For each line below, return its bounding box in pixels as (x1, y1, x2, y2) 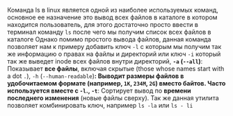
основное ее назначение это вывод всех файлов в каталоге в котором (7, 13, 218, 21)
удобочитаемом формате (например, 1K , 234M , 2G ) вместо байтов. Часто (7, 79, 226, 87)
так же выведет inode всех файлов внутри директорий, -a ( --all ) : (7, 57, 203, 65)
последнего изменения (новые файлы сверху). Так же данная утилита (7, 94, 219, 102)
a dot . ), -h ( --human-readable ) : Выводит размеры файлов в (7, 72, 184, 80)
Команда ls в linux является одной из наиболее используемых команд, (7, 6, 219, 14)
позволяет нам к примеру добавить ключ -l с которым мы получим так (7, 43, 222, 50)
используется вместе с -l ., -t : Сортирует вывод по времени (7, 86, 191, 95)
